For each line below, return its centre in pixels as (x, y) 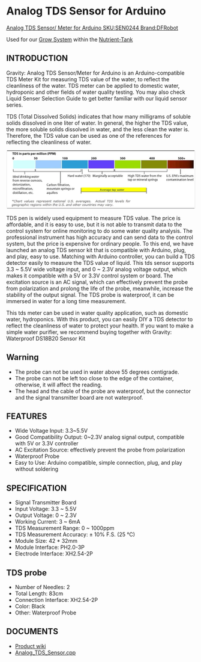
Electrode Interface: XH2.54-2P (54, 554)
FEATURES (27, 416)
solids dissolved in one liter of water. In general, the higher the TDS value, (97, 123)
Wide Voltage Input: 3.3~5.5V (51, 431)
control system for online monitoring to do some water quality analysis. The (100, 230)
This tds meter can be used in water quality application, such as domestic (97, 313)
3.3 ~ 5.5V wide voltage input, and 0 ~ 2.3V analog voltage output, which (97, 269)
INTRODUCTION (37, 58)
